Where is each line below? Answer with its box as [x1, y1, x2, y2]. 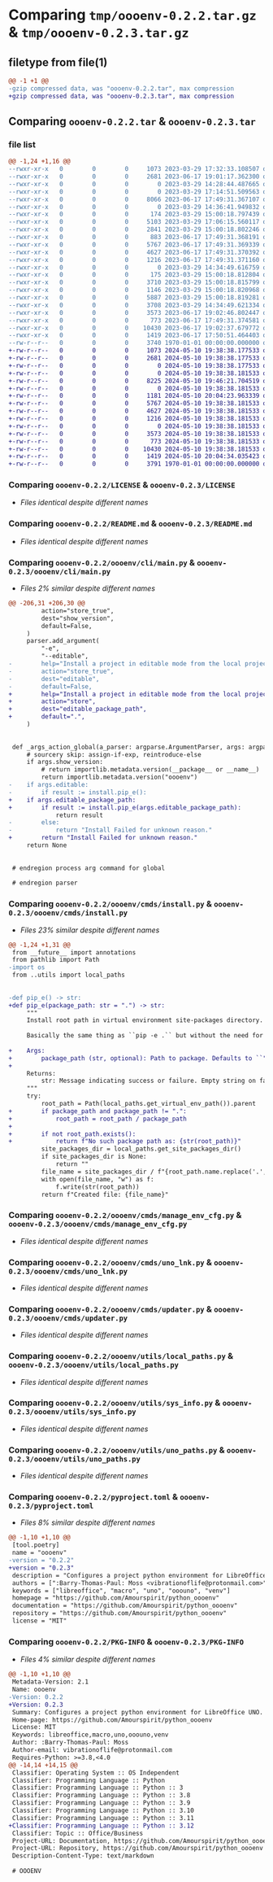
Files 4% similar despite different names [19, 1654, 156, 1665]
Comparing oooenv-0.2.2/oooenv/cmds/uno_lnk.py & [8, 1256, 213, 1268]
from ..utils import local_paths [11, 971, 126, 980]
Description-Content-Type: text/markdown [11, 1852, 154, 1860]
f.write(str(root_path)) [55, 1182, 140, 1191]
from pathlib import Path [11, 956, 100, 964]
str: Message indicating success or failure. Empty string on [41, 1076, 256, 1085]
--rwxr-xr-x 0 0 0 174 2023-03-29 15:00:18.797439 [8, 210, 260, 219]
